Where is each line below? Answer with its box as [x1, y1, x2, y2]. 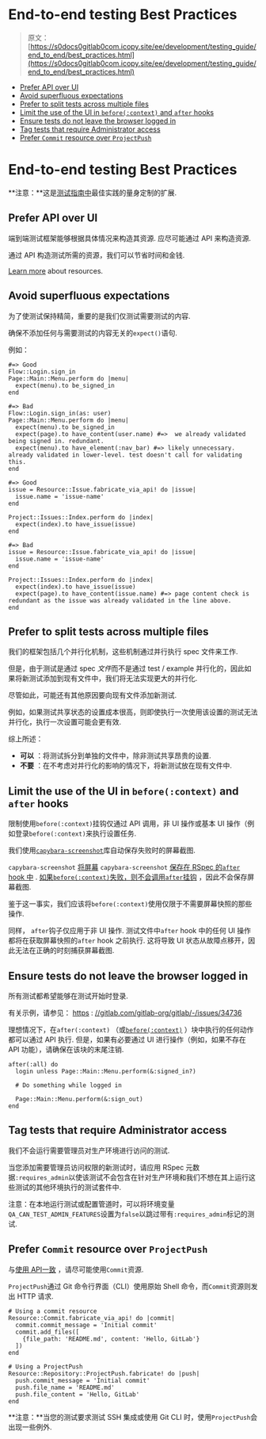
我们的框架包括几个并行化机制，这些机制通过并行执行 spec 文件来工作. [8, 647, 239, 656]
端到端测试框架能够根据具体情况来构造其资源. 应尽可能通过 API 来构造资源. [8, 233, 252, 243]
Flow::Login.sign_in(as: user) [8, 409, 112, 417]
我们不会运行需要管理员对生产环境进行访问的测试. [8, 1146, 170, 1155]
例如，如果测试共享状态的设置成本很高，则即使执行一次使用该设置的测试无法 [8, 707, 258, 717]
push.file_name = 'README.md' [15, 1384, 115, 1391]
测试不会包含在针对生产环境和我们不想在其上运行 [89, 1172, 249, 1182]
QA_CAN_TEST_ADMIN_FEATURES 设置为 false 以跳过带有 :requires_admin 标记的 [8, 1209, 248, 1219]
